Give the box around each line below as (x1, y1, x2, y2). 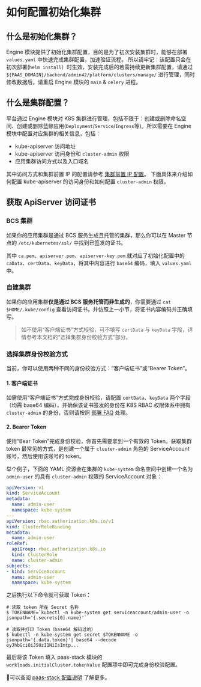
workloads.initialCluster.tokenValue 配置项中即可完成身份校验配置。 (6, 661, 181, 668)
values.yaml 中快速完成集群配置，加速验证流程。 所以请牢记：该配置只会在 (6, 56, 191, 63)
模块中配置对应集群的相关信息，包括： (6, 130, 101, 137)
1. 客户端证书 (6, 379, 38, 386)
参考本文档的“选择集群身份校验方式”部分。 (26, 333, 131, 340)
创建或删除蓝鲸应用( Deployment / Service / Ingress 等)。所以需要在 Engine (16, 122, 192, 129)
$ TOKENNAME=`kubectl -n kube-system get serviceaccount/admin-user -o (6, 609, 189, 616)
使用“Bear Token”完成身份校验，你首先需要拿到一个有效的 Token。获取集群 (6, 437, 192, 445)
